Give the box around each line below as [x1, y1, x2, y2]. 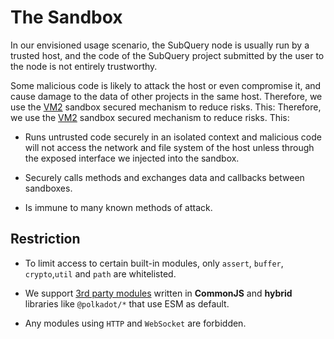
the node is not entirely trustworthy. [10, 60, 158, 72]
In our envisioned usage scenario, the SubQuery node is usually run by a [10, 39, 310, 51]
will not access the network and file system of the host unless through [24, 141, 315, 153]
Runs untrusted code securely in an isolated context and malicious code [24, 131, 322, 143]
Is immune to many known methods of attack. [24, 201, 213, 213]
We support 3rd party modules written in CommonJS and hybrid [24, 287, 293, 299]
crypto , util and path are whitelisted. [24, 267, 177, 280]
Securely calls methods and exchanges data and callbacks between [24, 171, 305, 183]
